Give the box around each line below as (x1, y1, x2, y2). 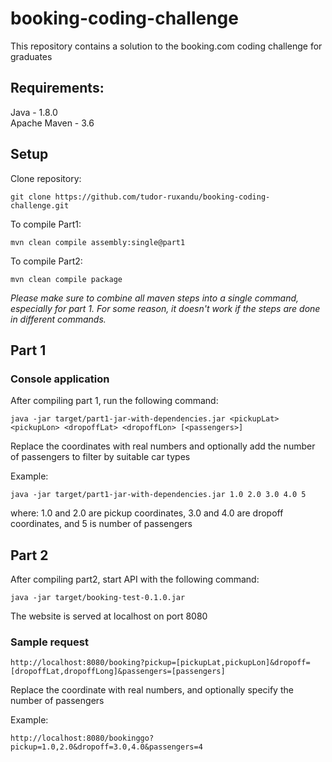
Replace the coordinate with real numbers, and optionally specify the (10, 684, 294, 696)
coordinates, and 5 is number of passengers (10, 518, 193, 530)
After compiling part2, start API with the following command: (10, 573, 260, 586)
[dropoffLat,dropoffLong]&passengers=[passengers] (10, 667, 226, 677)
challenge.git (10, 200, 70, 211)
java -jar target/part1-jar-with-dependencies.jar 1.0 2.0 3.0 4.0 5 (10, 490, 307, 500)
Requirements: (10, 80, 105, 97)
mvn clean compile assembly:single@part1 (10, 237, 186, 247)
